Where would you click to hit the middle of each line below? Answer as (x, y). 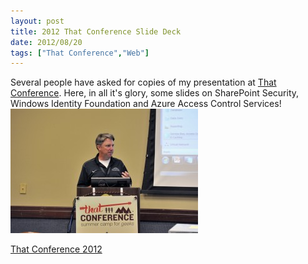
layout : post (37, 21)
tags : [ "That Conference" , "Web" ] (80, 53)
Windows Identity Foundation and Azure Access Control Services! (146, 104)
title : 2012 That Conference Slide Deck (96, 31)
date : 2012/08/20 (46, 42)
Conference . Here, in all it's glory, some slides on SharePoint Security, (155, 93)
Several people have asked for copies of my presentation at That (143, 82)
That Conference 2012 (56, 249)
